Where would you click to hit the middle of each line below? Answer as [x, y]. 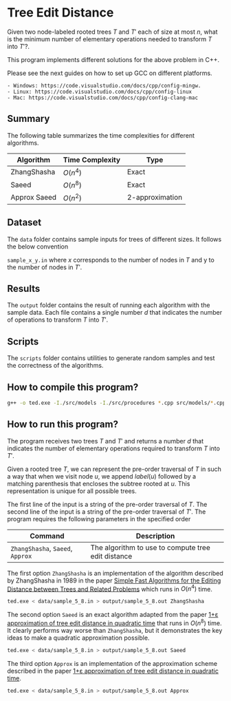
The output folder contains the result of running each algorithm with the [109, 305]
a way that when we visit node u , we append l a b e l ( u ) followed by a [102, 476]
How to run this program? [63, 425]
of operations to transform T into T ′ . [58, 320]
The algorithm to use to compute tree [151, 547]
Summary [29, 119]
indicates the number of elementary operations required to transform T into [113, 448]
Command [47, 536]
